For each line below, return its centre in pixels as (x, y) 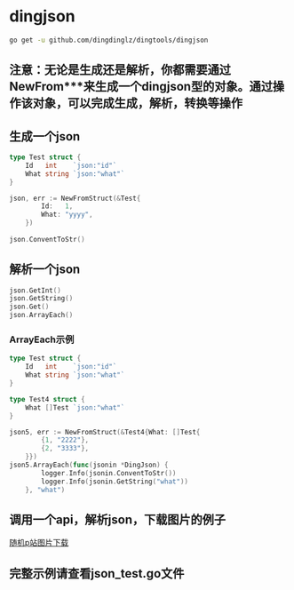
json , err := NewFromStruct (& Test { (75, 198)
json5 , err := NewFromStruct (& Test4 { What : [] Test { (105, 432)
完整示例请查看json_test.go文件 (97, 574)
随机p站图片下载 (39, 543)
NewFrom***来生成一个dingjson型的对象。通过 (141, 87)
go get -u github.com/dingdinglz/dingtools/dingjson (109, 40)
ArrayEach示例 (42, 339)
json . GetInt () (36, 291)
